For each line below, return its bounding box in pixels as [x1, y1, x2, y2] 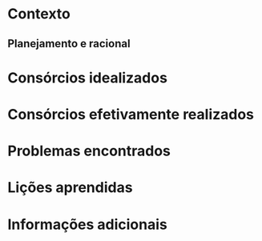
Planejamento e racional [7, 37, 131, 50]
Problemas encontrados [7, 142, 171, 160]
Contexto [7, 5, 71, 23]
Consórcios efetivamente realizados [7, 105, 254, 123]
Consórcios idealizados [7, 69, 167, 86]
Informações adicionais [7, 215, 167, 233]
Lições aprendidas [7, 179, 133, 197]
